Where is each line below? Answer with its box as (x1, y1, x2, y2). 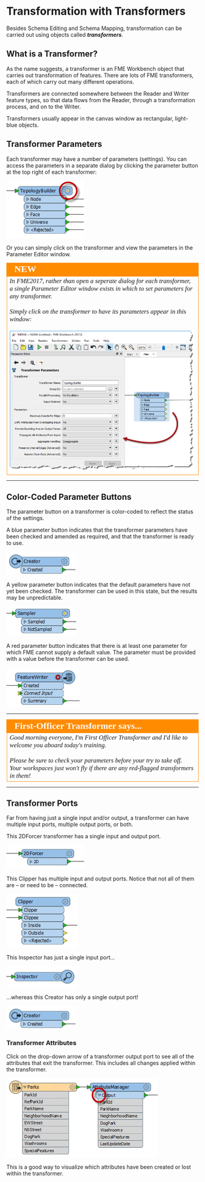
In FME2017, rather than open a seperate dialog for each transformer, (9, 277, 191, 285)
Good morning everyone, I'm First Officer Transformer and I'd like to (9, 734, 188, 742)
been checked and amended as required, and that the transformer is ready (6, 533, 194, 540)
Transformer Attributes (6, 1039, 77, 1047)
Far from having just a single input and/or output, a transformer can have (6, 814, 189, 822)
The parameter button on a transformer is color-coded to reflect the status (6, 508, 193, 515)
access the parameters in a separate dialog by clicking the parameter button (6, 162, 198, 169)
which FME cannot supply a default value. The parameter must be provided (6, 649, 196, 656)
